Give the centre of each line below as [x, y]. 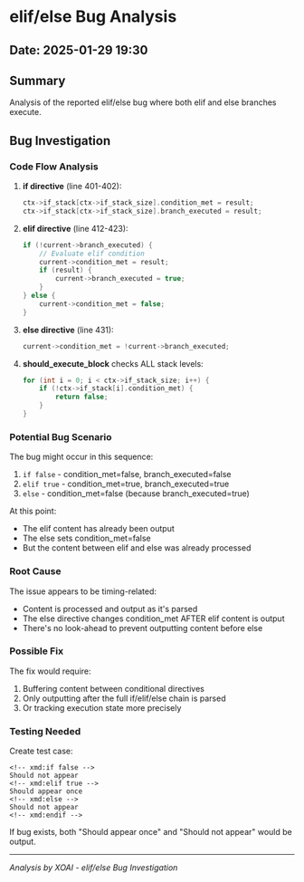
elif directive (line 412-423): [75, 228]
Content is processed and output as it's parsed [110, 609]
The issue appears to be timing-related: [83, 591]
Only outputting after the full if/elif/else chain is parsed [124, 698]
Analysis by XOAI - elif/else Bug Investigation [94, 868]
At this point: [33, 511]
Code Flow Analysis [54, 167]
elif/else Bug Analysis [93, 17]
